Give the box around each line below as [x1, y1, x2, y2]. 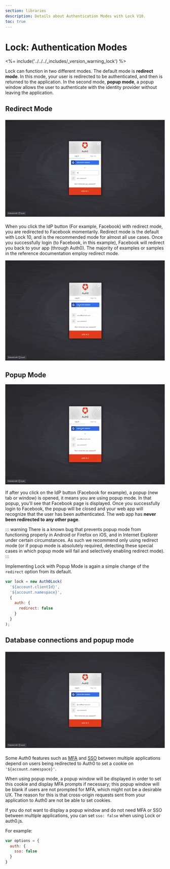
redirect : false [18, 606, 53, 611]
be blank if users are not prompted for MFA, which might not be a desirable [5, 786, 162, 792]
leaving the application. [5, 89, 54, 96]
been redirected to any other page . [5, 516, 80, 522]
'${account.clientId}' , [10, 584, 60, 589]
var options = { [5, 838, 39, 843]
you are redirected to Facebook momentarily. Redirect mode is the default [5, 229, 159, 235]
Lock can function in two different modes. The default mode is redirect [5, 68, 153, 74]
